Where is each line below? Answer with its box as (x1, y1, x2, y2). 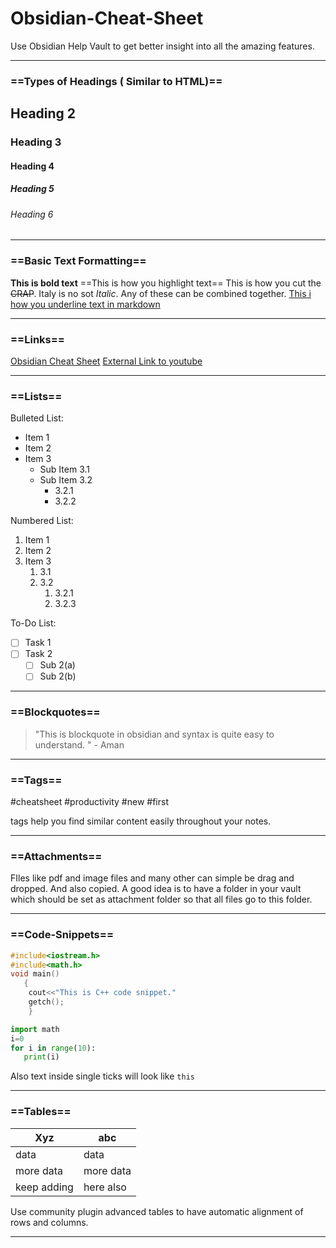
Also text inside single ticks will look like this (10, 1070, 195, 1082)
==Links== (10, 332, 65, 346)
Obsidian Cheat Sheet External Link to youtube (10, 355, 203, 367)
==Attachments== (10, 850, 103, 863)
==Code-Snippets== (10, 928, 114, 942)
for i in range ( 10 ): (10, 1043, 97, 1053)
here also (83, 1180, 127, 1194)
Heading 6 (10, 208, 54, 220)
